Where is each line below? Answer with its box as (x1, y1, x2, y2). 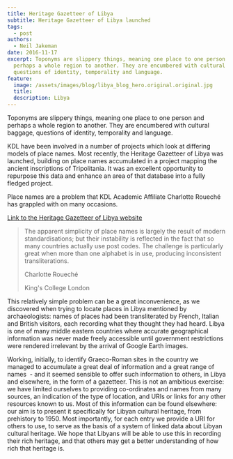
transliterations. (24, 257, 70, 265)
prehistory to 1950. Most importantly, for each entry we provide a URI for (7, 414, 216, 423)
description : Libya (13, 95, 70, 102)
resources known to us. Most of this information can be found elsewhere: (7, 400, 218, 408)
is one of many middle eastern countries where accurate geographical (7, 327, 209, 335)
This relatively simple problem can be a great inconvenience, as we (7, 297, 200, 306)
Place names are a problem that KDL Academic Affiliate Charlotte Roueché (7, 193, 221, 201)
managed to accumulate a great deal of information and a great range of (7, 363, 214, 370)
